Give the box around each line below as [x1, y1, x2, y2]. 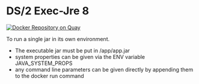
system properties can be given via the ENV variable [14, 53, 145, 60]
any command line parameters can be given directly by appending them [14, 66, 194, 73]
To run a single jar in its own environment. [6, 35, 110, 42]
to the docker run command [14, 72, 84, 79]
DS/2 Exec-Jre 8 [6, 4, 89, 18]
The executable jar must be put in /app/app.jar [14, 46, 130, 54]
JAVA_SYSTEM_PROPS [14, 60, 73, 67]
